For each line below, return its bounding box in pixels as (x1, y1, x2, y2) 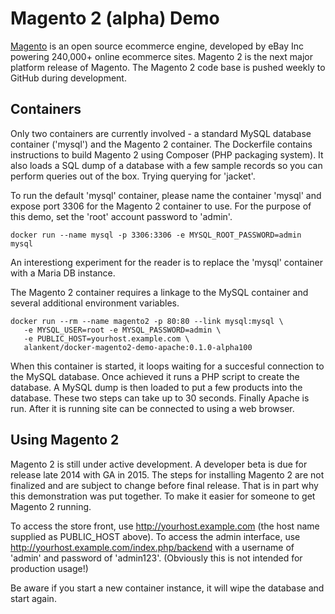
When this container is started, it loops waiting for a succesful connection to (10, 360, 325, 372)
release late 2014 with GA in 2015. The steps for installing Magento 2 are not (10, 468, 325, 481)
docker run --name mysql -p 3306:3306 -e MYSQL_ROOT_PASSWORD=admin (10, 230, 302, 240)
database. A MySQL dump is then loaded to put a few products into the (10, 381, 303, 393)
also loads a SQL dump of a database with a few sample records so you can (10, 159, 323, 171)
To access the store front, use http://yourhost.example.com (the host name (10, 520, 320, 532)
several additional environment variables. (10, 297, 180, 309)
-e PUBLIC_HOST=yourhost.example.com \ (23, 333, 190, 344)
